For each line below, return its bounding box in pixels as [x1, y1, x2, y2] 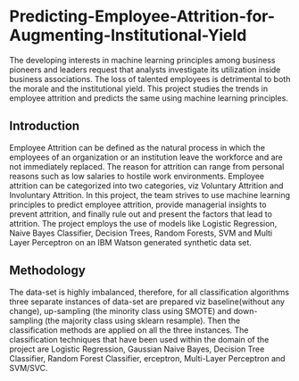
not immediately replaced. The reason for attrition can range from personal [9, 161, 285, 171]
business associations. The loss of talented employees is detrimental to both [9, 73, 291, 84]
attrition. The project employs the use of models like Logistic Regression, [9, 218, 278, 228]
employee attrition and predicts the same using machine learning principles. [9, 92, 288, 104]
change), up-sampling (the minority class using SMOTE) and [9, 305, 232, 316]
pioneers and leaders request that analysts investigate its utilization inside [9, 64, 281, 75]
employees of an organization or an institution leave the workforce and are [9, 152, 283, 162]
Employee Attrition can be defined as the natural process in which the [9, 142, 266, 153]
